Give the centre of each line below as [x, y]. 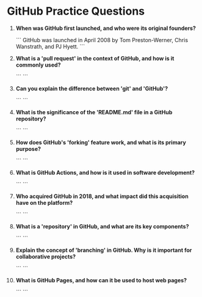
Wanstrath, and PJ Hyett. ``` [50, 46]
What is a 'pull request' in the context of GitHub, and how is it [95, 58]
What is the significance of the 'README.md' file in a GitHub [94, 112]
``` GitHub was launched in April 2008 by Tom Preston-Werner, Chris [102, 40]
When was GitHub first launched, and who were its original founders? [106, 28]
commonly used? [38, 65]
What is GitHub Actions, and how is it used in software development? [105, 172]
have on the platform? [44, 202]
